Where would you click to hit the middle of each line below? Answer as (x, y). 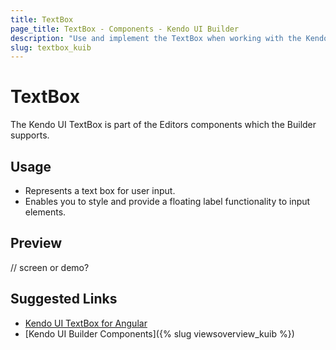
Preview (36, 243)
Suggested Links (64, 299)
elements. (45, 212)
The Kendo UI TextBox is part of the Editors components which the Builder (163, 125)
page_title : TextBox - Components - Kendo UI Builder (125, 29)
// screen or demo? (50, 267)
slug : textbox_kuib (51, 47)
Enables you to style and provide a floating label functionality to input (167, 201)
